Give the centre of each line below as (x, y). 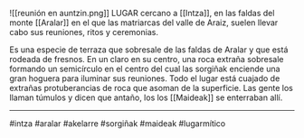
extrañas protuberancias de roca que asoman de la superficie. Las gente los (152, 88)
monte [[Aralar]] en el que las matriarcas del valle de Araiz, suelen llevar (144, 23)
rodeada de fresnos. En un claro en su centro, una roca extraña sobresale (147, 59)
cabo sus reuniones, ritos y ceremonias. (84, 32)
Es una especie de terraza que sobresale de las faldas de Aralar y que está (149, 50)
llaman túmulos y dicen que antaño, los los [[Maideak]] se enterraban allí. (146, 97)
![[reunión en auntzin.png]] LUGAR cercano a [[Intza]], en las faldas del (142, 13)
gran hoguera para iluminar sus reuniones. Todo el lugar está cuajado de (145, 78)
